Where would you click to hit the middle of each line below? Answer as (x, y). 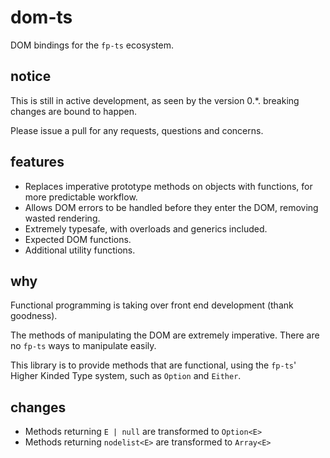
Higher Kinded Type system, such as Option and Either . (126, 376)
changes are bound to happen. (74, 111)
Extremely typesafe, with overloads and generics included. (146, 228)
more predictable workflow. (81, 197)
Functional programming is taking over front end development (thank (152, 305)
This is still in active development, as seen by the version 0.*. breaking (155, 100)
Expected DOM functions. (78, 239)
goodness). (34, 316)
